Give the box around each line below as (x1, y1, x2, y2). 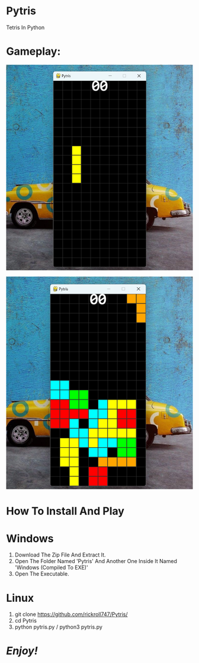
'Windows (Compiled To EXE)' (14, 564, 88, 571)
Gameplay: (6, 45, 61, 58)
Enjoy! (6, 644, 38, 658)
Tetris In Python (6, 24, 45, 31)
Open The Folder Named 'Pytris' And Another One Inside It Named (14, 558, 178, 565)
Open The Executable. (14, 570, 69, 577)
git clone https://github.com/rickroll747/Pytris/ (14, 611, 129, 618)
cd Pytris (14, 617, 37, 624)
